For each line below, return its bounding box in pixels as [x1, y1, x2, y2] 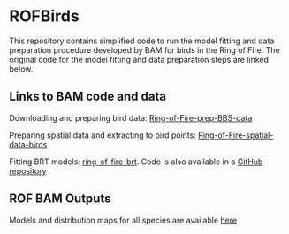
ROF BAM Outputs [9, 192, 111, 207]
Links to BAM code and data [9, 89, 166, 104]
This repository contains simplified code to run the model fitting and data [9, 35, 275, 46]
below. [9, 64, 34, 74]
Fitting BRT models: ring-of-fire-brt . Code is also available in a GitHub [9, 156, 263, 167]
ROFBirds [9, 6, 80, 26]
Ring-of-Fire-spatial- [197, 130, 274, 140]
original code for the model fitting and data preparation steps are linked [9, 54, 270, 64]
